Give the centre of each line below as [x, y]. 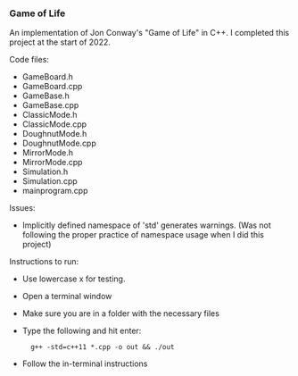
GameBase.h [46, 96]
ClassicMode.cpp [54, 124]
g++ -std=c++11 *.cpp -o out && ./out [103, 347]
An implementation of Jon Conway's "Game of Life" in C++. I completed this [149, 33]
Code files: [29, 60]
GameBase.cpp [50, 105]
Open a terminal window [67, 297]
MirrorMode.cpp [52, 163]
